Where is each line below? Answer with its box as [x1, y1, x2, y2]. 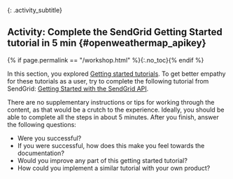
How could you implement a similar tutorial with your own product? [17, 164, 211, 172]
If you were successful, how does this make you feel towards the [17, 141, 205, 150]
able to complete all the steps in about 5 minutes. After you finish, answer [7, 112, 219, 121]
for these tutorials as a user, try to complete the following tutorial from [7, 77, 209, 85]
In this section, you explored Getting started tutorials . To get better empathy [7, 69, 226, 78]
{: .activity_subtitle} [7, 6, 63, 14]
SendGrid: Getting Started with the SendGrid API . [7, 84, 149, 93]
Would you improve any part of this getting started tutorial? [17, 156, 188, 164]
